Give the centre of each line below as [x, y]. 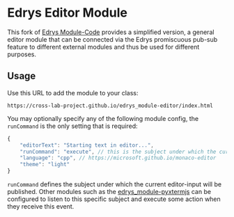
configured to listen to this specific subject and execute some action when [114, 199]
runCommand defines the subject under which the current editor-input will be [114, 184]
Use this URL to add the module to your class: [73, 93]
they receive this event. [41, 206]
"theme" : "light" [45, 165]
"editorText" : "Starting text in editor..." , [87, 145]
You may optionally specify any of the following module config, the [103, 118]
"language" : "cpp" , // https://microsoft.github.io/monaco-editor [118, 158]
